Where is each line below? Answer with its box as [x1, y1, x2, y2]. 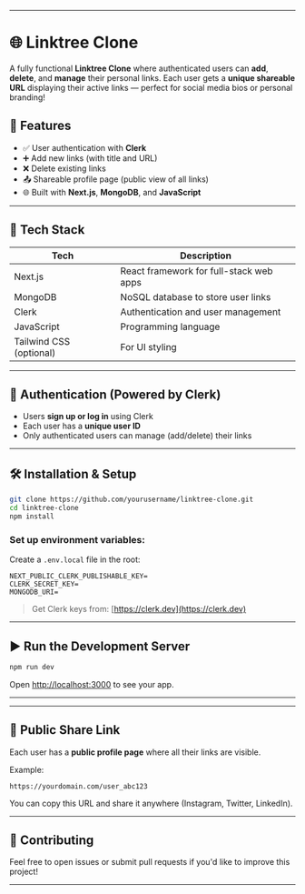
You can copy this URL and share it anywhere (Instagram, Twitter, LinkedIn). [9, 798, 293, 809]
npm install [9, 511, 54, 521]
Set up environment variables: [9, 533, 145, 546]
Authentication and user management [120, 306, 281, 318]
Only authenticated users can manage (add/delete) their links [22, 430, 252, 441]
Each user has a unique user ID [22, 420, 141, 432]
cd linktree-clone [9, 504, 79, 513]
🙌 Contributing [9, 833, 94, 848]
